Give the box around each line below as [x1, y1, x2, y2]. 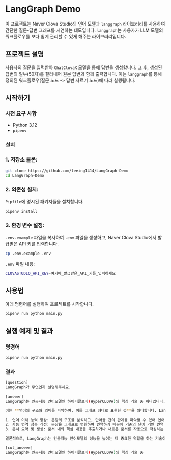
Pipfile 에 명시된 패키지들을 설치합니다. [5, 198, 84, 204]
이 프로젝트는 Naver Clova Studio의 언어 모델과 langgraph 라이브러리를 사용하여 [5, 20, 165, 27]
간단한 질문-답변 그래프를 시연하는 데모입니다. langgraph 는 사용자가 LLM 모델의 [5, 27, 163, 33]
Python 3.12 [12, 122, 37, 128]
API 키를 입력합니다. [18, 241, 59, 247]
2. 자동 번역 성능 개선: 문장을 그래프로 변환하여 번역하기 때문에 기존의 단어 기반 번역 [5, 422, 164, 427]
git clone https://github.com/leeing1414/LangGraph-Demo [5, 168, 129, 173]
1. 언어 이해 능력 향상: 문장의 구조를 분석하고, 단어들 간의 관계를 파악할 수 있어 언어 [5, 417, 165, 422]
